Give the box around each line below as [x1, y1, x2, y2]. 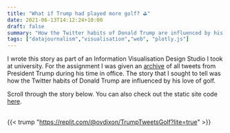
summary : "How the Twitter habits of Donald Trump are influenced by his [7, 29, 224, 37]
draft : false [7, 23, 45, 30]
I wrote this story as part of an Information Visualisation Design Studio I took [7, 54, 223, 63]
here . [7, 97, 22, 105]
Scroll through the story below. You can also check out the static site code [7, 90, 218, 99]
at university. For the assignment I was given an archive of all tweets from [7, 62, 216, 70]
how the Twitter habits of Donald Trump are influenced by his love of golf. [7, 76, 216, 85]
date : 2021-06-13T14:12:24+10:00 [7, 17, 103, 23]
